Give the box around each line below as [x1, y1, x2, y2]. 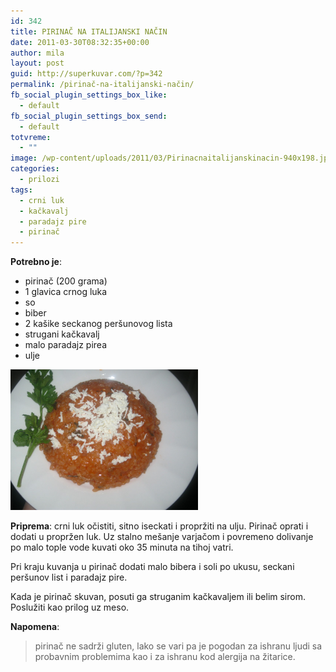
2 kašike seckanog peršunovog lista [24, 318, 173, 330]
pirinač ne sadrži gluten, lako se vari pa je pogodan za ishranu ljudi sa [34, 640, 323, 652]
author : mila [10, 48, 65, 58]
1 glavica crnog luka [24, 286, 108, 298]
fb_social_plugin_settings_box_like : [10, 90, 168, 100]
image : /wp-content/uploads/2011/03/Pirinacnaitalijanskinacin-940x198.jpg [10, 153, 333, 164]
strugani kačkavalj [24, 328, 100, 340]
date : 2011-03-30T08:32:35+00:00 [10, 37, 150, 47]
